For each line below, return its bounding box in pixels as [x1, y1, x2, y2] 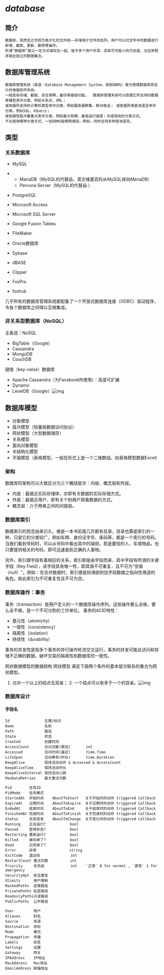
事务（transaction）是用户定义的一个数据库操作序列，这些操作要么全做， [5, 601, 152, 607]
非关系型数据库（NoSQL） [5, 317, 67, 324]
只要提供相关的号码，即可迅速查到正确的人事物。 [5, 547, 103, 553]
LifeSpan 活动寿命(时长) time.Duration [5, 755, 115, 760]
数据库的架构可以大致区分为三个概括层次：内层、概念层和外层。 [5, 480, 133, 486]
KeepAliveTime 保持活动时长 [5, 765, 67, 770]
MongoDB [12, 351, 33, 357]
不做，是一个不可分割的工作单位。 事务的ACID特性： [13, 607, 120, 613]
